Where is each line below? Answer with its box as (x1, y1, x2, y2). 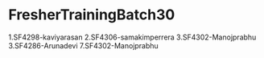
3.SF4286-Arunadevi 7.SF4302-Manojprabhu (8, 40, 159, 50)
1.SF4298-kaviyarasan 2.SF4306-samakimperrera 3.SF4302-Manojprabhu (8, 32, 257, 42)
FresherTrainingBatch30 (8, 6, 175, 24)
